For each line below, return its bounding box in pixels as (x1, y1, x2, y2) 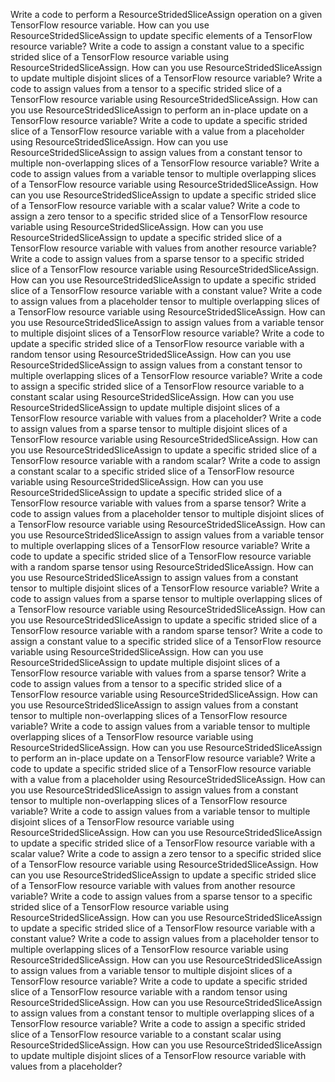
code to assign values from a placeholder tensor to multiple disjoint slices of (10, 508, 325, 519)
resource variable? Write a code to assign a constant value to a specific (10, 40, 305, 52)
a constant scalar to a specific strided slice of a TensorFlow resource (10, 465, 295, 477)
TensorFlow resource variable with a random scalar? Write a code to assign (10, 455, 321, 466)
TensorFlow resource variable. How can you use (10, 19, 210, 31)
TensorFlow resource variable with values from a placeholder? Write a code (10, 412, 322, 424)
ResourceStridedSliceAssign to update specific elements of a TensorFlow (10, 30, 313, 41)
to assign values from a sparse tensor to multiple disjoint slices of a (10, 423, 288, 434)
